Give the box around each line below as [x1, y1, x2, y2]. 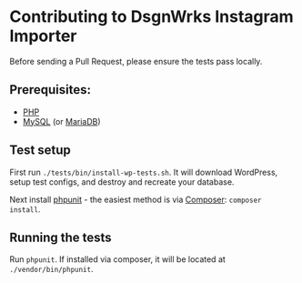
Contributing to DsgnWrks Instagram [9, 6, 294, 27]
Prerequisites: [9, 82, 91, 97]
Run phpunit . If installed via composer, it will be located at [9, 254, 226, 265]
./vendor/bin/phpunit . [9, 264, 94, 275]
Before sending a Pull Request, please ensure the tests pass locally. [9, 56, 263, 66]
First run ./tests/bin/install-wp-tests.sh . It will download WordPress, [9, 167, 278, 177]
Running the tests [9, 229, 112, 245]
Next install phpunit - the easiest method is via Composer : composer [9, 194, 262, 205]
